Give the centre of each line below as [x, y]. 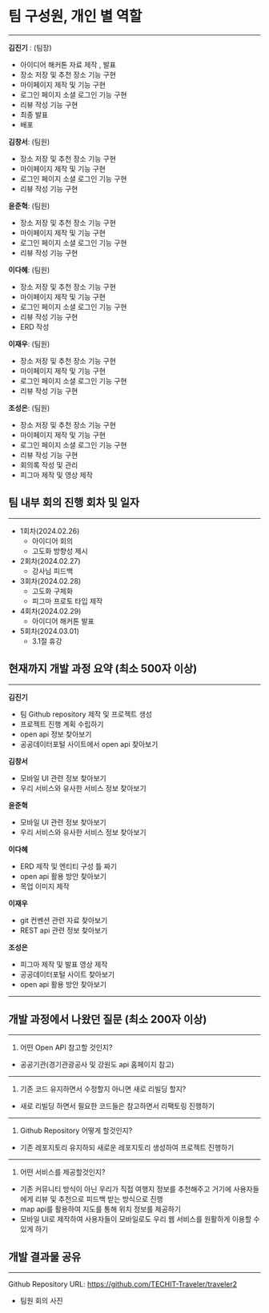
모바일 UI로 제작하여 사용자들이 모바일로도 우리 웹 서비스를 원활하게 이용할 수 [140, 1219]
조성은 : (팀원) [29, 408]
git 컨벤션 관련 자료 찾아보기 [64, 920]
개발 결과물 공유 [45, 1257]
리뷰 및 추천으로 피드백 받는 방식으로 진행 [99, 1199]
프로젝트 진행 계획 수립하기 [62, 724]
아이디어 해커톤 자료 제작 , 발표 [68, 64]
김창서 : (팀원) [29, 142]
